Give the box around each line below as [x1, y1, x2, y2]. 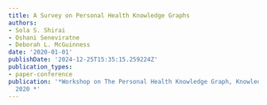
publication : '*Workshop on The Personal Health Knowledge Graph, [8, 77, 233, 85]
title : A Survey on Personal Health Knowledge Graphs [8, 11, 191, 20]
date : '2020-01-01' [8, 48, 73, 56]
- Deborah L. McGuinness [8, 41, 91, 49]
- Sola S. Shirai [8, 26, 66, 34]
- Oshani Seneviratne [8, 33, 80, 42]
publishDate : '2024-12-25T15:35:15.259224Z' [8, 56, 158, 64]
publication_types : [8, 63, 73, 71]
